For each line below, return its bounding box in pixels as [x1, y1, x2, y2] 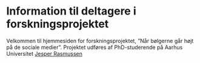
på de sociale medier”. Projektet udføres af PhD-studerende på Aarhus [6, 44, 183, 51]
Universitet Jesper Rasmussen [6, 50, 83, 57]
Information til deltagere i [6, 4, 136, 18]
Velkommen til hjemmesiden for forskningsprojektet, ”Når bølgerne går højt [6, 37, 194, 44]
